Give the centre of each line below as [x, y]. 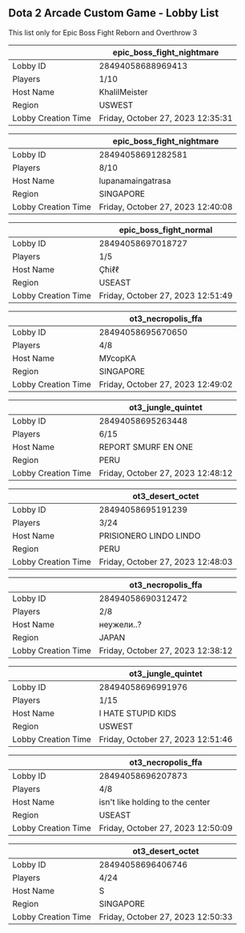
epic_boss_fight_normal [166, 229]
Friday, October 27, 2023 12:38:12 [166, 651]
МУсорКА [117, 358]
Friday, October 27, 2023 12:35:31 [166, 118]
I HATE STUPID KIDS [138, 713]
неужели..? [120, 624]
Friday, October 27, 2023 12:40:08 [166, 206]
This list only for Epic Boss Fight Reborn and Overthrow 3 [103, 32]
